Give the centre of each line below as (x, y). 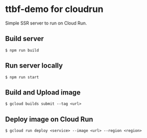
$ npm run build (22, 50)
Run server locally (34, 66)
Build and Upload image (43, 92)
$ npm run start (22, 77)
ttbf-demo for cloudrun (54, 9)
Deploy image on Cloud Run (49, 119)
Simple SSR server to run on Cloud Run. (46, 23)
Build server (24, 39)
